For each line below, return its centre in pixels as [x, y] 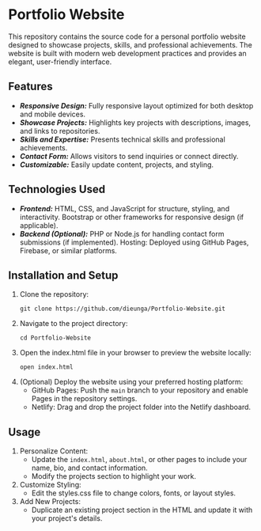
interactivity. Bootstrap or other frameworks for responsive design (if [131, 217]
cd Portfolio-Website [55, 338]
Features [30, 87]
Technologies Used [57, 190]
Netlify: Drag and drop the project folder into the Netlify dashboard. [141, 407]
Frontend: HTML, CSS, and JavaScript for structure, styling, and [125, 208]
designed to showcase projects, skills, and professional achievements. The [130, 44]
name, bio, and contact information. [89, 468]
